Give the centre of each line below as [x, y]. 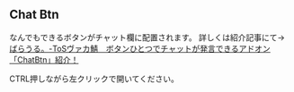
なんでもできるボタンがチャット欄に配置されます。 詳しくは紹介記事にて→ [147, 37]
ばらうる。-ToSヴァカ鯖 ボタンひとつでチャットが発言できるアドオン [140, 48]
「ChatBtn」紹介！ [44, 59]
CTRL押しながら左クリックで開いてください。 [94, 79]
